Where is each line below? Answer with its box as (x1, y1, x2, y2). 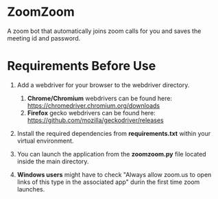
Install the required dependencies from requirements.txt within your (16, 129, 211, 137)
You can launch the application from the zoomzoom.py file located (16, 150, 207, 158)
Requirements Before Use (7, 58, 156, 74)
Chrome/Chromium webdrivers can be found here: (27, 94, 173, 102)
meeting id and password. (7, 34, 81, 42)
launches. (16, 185, 45, 193)
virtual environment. (16, 137, 74, 145)
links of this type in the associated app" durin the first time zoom (16, 178, 200, 186)
